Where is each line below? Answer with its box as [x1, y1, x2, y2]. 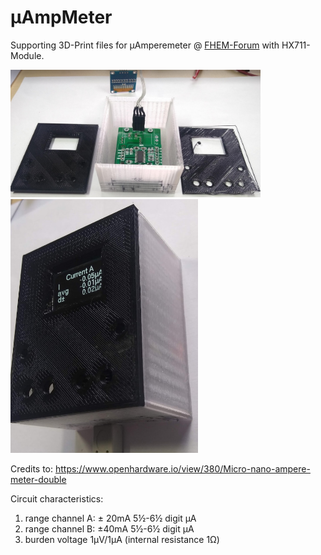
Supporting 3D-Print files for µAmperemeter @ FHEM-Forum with [10, 39, 280, 51]
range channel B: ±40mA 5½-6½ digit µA [24, 522, 195, 535]
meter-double [10, 473, 67, 485]
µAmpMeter [10, 6, 113, 29]
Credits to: [10, 462, 54, 475]
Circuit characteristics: [10, 492, 104, 505]
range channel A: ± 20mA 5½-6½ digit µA [24, 512, 197, 524]
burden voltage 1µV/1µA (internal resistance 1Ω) [24, 533, 220, 545]
